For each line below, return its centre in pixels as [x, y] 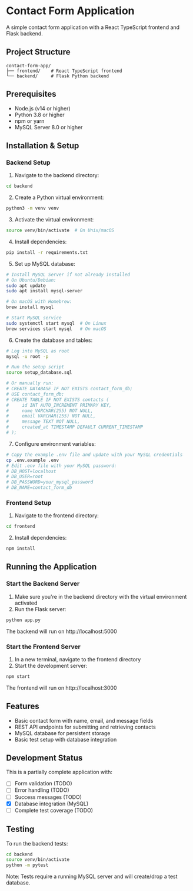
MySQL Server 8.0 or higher [49, 127]
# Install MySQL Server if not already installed [68, 275]
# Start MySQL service [34, 318]
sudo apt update [26, 285]
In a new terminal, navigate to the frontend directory [78, 659]
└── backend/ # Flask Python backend [58, 76]
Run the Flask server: [40, 609]
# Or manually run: [30, 383]
